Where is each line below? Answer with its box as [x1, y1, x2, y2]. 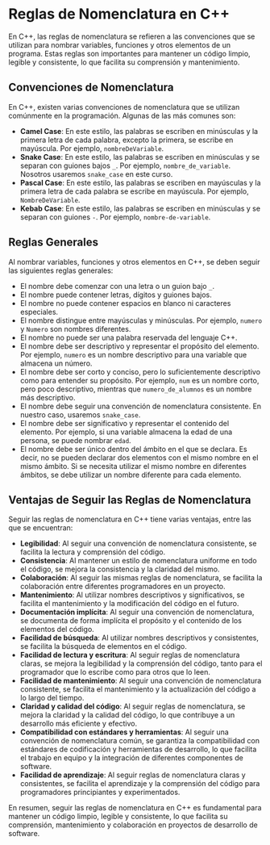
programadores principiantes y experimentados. [19, 788, 181, 797]
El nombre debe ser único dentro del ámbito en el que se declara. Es [19, 444, 247, 454]
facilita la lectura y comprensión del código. [19, 547, 166, 557]
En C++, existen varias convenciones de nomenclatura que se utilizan [8, 102, 240, 111]
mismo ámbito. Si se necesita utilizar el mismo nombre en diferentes [19, 461, 247, 471]
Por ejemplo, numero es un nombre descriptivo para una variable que [19, 349, 247, 359]
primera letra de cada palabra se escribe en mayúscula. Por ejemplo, [19, 186, 250, 196]
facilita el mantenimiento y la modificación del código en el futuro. [19, 599, 239, 609]
